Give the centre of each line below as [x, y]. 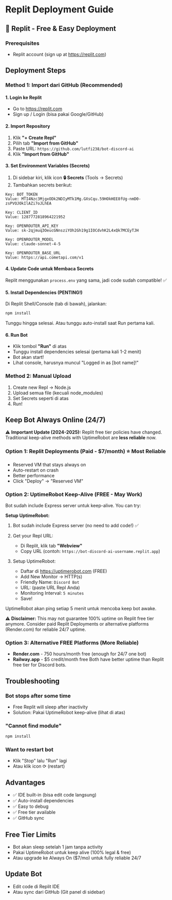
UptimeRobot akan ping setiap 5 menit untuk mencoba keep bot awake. [81, 608]
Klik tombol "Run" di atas [40, 347]
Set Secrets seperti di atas [41, 398]
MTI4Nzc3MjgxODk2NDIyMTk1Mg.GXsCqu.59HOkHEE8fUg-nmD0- [81, 199]
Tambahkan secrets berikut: [42, 185]
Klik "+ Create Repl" [34, 137]
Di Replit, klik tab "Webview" [51, 546]
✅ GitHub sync [28, 818]
